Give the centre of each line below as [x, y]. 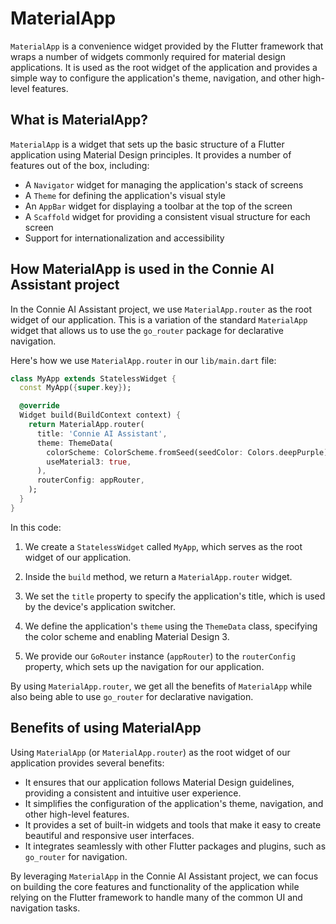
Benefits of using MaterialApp [106, 728]
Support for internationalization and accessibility [124, 238]
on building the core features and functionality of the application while [155, 886]
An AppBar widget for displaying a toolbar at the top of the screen [158, 206]
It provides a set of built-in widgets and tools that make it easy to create [173, 824]
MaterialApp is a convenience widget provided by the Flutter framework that [167, 46]
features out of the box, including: [80, 165]
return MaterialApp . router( [86, 425]
